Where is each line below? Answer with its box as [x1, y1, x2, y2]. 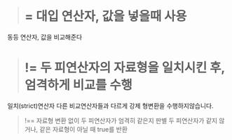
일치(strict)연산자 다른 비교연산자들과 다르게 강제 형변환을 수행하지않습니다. [7, 101, 214, 110]
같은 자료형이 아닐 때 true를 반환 [39, 125, 128, 133]
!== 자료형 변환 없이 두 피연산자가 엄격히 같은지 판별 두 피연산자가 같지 [24, 116, 218, 125]
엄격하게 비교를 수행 [24, 77, 132, 93]
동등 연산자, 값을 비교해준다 [7, 33, 83, 41]
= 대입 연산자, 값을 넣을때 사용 [24, 8, 187, 24]
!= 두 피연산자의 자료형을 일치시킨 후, [24, 60, 226, 76]
